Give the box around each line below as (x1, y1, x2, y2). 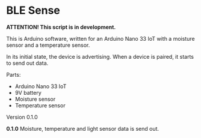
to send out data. (6, 59, 49, 67)
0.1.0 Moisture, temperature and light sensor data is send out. (6, 125, 159, 132)
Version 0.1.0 (6, 113, 38, 121)
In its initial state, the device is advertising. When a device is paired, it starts (6, 53, 194, 60)
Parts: (6, 71, 21, 78)
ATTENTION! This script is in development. (6, 23, 116, 31)
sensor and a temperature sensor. (6, 41, 90, 49)
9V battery (14, 89, 42, 96)
